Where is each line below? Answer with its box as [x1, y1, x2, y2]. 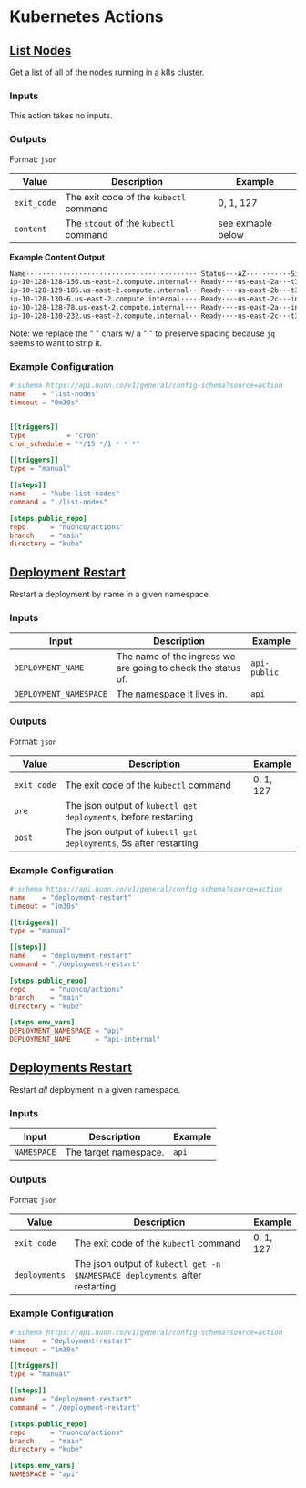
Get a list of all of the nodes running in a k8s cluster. [9, 66, 205, 77]
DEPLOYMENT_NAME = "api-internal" [9, 1035, 161, 1045]
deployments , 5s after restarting [65, 836, 199, 849]
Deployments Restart [9, 1060, 133, 1075]
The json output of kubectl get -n [74, 1257, 221, 1269]
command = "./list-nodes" [9, 497, 107, 506]
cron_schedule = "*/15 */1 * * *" [9, 439, 141, 448]
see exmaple [218, 217, 273, 229]
